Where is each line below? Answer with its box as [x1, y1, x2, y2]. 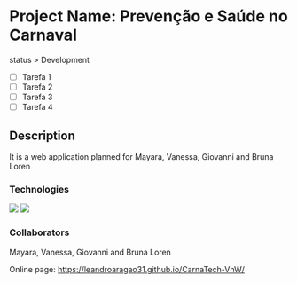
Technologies [9, 183, 69, 195]
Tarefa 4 [21, 102, 53, 113]
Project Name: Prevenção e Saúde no [9, 6, 288, 27]
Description [9, 128, 75, 143]
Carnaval [9, 25, 78, 45]
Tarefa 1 [21, 71, 51, 82]
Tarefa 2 [21, 82, 53, 92]
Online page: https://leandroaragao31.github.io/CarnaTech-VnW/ [9, 263, 246, 274]
